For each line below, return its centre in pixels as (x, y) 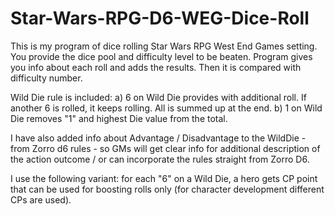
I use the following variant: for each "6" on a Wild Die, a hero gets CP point (164, 178)
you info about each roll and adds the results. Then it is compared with (156, 67)
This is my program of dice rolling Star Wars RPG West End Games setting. (164, 46)
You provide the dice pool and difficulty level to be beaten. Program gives (161, 56)
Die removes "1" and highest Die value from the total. (119, 118)
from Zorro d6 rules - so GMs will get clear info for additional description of (165, 148)
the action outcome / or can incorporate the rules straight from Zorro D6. (160, 159)
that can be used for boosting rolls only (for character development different (167, 189)
